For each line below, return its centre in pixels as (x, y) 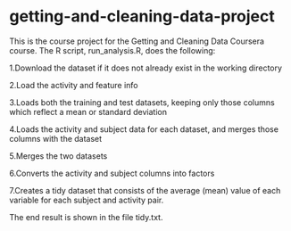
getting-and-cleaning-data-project (142, 16)
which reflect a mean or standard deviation (88, 111)
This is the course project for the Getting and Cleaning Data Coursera (137, 41)
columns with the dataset (56, 138)
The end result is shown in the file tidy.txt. (86, 217)
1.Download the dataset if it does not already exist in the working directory (146, 68)
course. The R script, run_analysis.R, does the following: (112, 50)
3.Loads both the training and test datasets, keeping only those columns (142, 102)
